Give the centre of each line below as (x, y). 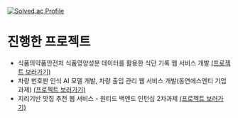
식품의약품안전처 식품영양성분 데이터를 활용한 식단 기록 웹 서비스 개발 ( (115, 63)
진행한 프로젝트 (49, 42)
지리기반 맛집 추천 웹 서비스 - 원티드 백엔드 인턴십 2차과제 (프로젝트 (111, 98)
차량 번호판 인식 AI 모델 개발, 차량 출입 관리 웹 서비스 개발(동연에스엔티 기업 (122, 80)
